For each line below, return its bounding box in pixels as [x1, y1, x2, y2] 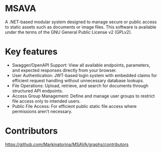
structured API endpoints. [12, 88, 63, 93]
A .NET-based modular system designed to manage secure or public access [5, 19, 157, 25]
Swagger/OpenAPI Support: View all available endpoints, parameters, [12, 62, 150, 68]
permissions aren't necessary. [12, 108, 73, 114]
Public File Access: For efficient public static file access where [12, 103, 137, 109]
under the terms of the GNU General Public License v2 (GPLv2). [5, 29, 132, 35]
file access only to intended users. [12, 98, 81, 104]
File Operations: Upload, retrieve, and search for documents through [12, 83, 148, 89]
